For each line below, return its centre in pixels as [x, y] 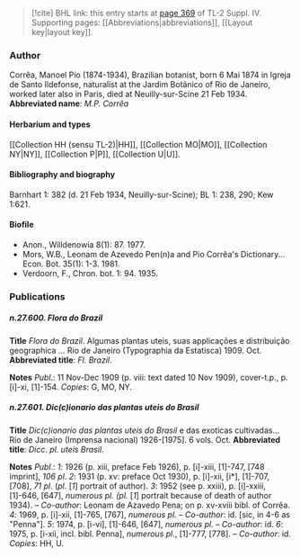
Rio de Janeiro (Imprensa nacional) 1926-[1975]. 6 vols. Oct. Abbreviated [145, 439]
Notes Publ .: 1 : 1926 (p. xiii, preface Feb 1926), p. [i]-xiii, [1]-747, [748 [137, 466]
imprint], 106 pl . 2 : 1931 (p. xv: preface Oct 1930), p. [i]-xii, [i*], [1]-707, [139, 476]
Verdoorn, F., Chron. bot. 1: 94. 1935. [90, 273]
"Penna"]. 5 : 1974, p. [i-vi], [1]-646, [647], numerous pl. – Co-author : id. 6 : [146, 524]
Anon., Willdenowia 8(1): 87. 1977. [84, 244]
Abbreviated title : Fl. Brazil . [61, 360]
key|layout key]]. [62, 32]
